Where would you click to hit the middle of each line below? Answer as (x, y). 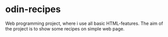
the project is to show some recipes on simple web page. (65, 28)
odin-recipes (33, 9)
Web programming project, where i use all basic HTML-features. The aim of (84, 23)
